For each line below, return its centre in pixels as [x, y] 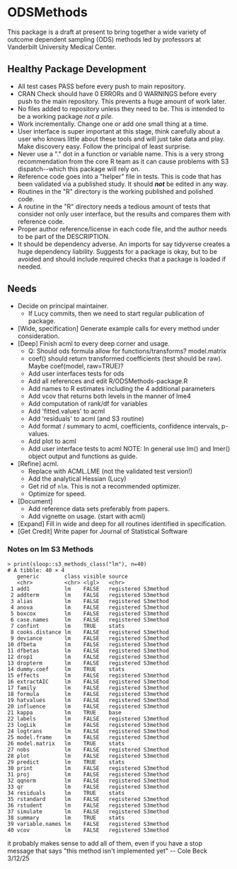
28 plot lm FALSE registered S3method [88, 756]
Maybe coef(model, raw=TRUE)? [76, 366]
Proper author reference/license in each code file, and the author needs [122, 229]
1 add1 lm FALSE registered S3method [90, 589]
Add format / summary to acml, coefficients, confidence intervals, [124, 426]
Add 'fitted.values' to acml [67, 411]
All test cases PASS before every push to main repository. [102, 86]
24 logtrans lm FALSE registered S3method [88, 731]
